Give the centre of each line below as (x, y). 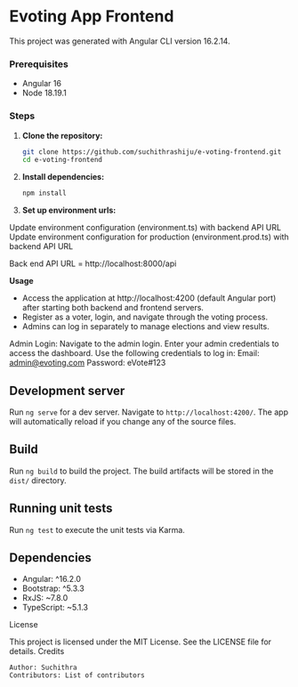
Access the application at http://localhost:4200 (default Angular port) (149, 298)
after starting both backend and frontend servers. (113, 308)
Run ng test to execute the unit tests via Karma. (97, 529)
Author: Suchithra (43, 668)
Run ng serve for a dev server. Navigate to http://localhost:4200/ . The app (149, 412)
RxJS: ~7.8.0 (45, 598)
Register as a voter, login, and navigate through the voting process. (145, 317)
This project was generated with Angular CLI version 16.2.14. (120, 41)
